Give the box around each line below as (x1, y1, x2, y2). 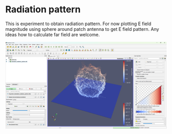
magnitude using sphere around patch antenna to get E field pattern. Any (5, 26, 160, 32)
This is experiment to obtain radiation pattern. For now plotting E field (5, 21, 152, 27)
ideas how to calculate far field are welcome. (5, 31, 100, 37)
